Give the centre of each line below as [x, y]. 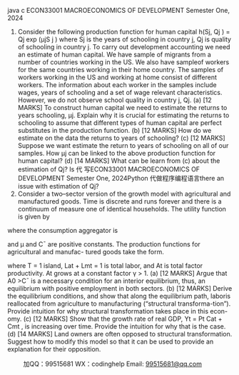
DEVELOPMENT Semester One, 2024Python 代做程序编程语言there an [121, 178]
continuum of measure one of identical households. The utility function [122, 209]
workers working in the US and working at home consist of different [117, 77]
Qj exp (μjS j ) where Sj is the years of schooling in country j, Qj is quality [124, 39]
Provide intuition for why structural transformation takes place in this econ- [118, 311]
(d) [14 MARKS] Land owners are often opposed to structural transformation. [120, 334]
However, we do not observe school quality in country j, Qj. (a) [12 [115, 100]
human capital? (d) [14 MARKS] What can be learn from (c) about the [119, 161]
